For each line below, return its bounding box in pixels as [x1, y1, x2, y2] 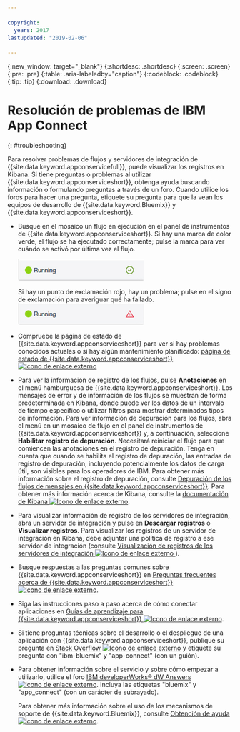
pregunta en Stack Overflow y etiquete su [17, 643, 221, 653]
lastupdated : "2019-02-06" [7, 34, 88, 41]
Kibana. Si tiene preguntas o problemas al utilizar [7, 170, 152, 179]
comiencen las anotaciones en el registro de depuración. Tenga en [17, 444, 214, 453]
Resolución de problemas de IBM [7, 102, 206, 119]
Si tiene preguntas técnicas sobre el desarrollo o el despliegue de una [17, 628, 224, 637]
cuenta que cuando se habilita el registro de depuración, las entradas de [17, 452, 231, 461]
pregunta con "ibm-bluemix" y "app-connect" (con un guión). [17, 651, 200, 660]
